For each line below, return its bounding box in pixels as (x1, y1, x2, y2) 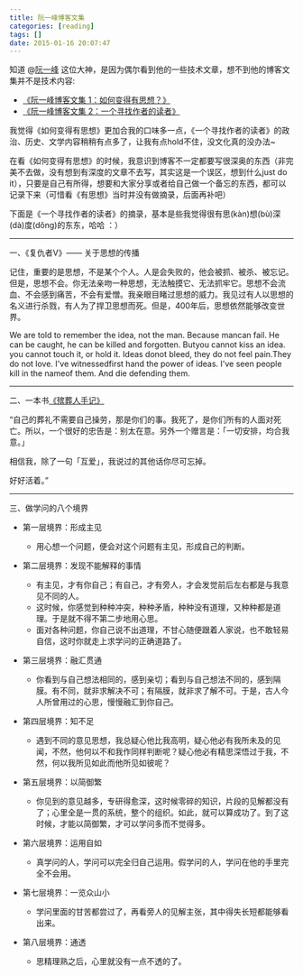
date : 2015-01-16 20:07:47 (9, 38, 111, 48)
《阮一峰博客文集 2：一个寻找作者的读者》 (22, 106, 180, 117)
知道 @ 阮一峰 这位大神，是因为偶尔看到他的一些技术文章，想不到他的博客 (9, 64, 282, 75)
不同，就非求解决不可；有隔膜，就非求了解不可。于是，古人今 (60, 685, 289, 696)
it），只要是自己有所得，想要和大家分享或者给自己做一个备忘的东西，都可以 (9, 178, 287, 189)
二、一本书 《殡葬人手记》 (9, 395, 105, 406)
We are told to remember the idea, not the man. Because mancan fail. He (9, 330, 280, 341)
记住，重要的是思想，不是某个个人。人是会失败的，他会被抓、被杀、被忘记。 (9, 267, 294, 278)
